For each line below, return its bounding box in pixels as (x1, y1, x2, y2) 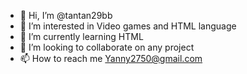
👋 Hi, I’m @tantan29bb (19, 10, 113, 21)
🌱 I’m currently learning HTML (19, 31, 144, 42)
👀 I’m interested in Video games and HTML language (19, 20, 237, 32)
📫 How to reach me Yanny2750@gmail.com (19, 53, 203, 64)
